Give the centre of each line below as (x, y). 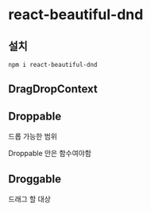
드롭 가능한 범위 (33, 136)
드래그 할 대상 (30, 199)
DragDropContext (53, 89)
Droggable (35, 179)
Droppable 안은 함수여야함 (50, 154)
